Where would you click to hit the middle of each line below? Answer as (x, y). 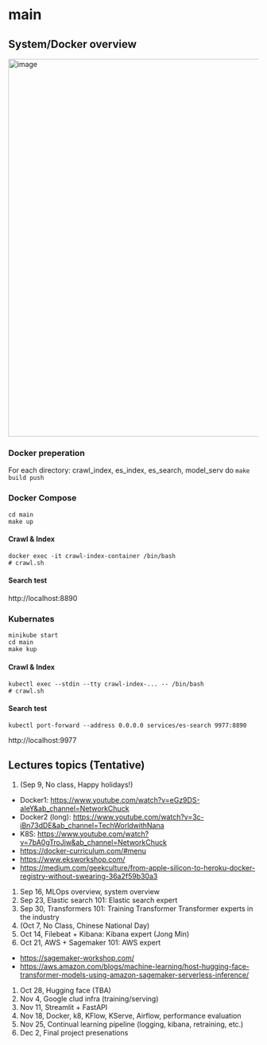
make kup (23, 650)
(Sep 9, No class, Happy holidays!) (76, 784)
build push (26, 478)
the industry (39, 917)
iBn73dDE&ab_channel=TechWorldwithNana (92, 825)
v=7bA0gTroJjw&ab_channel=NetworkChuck (93, 842)
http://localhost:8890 (43, 598)
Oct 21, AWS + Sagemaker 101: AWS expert (90, 942)
